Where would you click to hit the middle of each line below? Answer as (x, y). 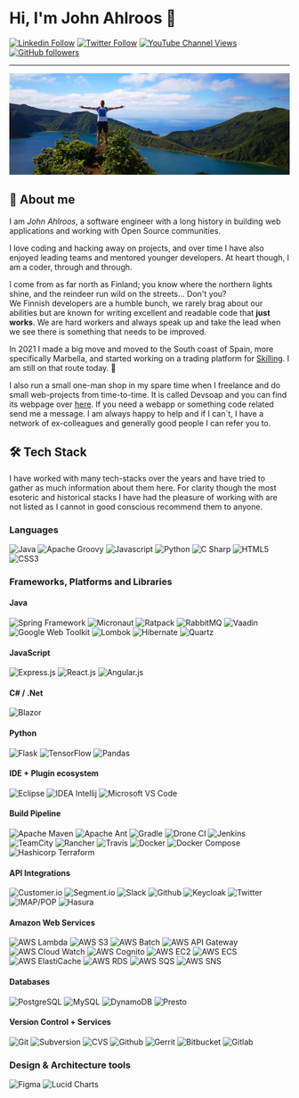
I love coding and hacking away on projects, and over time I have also (137, 248)
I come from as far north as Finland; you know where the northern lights (141, 284)
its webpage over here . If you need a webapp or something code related (141, 404)
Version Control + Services (60, 1022)
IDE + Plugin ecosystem (54, 773)
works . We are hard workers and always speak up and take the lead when (145, 322)
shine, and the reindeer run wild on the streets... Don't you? (118, 293)
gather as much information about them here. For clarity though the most (143, 487)
